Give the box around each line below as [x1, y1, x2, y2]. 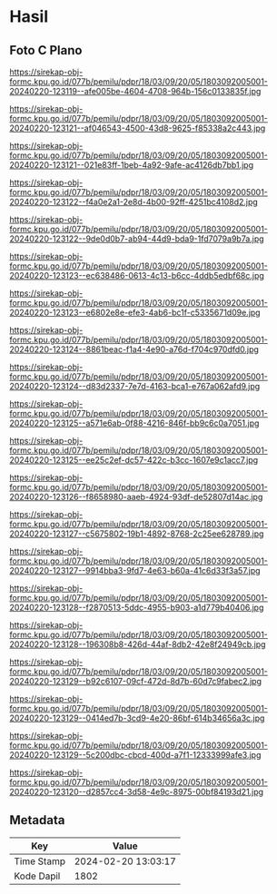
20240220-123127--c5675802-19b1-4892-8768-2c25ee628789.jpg [9, 528, 264, 539]
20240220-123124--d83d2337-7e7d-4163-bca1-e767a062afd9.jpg [9, 381, 261, 391]
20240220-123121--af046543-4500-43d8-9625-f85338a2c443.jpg [9, 123, 266, 133]
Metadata [9, 812, 65, 828]
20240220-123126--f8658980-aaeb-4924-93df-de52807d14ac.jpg [9, 492, 263, 502]
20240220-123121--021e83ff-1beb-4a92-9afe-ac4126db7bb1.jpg [9, 160, 254, 170]
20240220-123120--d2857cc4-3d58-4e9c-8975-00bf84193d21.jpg [9, 787, 264, 797]
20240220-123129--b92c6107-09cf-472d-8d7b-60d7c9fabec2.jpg [9, 676, 262, 686]
